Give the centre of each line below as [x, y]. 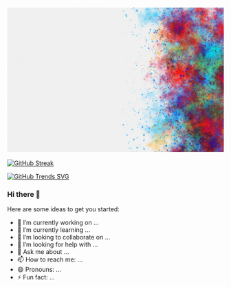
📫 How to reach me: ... [50, 259]
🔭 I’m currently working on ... [58, 222]
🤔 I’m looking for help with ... [57, 244]
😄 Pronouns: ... [39, 269]
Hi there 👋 [24, 194]
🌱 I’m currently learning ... [54, 230]
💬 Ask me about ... [43, 251]
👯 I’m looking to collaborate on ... [64, 237]
